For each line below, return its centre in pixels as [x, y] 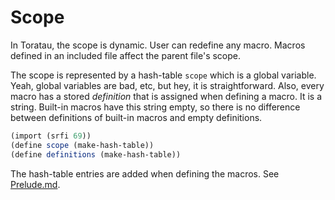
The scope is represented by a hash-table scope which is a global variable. [163, 75]
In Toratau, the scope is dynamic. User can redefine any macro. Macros [158, 45]
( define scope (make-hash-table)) [82, 145]
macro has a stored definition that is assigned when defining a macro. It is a [166, 96]
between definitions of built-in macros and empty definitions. [136, 117]
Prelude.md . [35, 184]
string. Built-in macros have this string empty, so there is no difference [155, 107]
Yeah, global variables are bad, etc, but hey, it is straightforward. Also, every [167, 85]
